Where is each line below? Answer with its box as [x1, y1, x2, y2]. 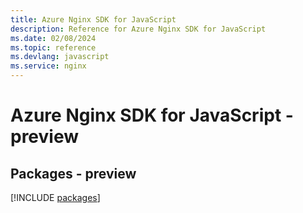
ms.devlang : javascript [10, 52, 110, 62]
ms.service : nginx [10, 61, 87, 71]
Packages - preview [10, 165, 137, 182]
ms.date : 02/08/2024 [10, 33, 97, 43]
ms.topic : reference [10, 42, 97, 53]
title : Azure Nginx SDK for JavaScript [10, 14, 177, 25]
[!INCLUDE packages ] [10, 192, 101, 203]
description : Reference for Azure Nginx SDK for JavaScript [10, 24, 267, 34]
